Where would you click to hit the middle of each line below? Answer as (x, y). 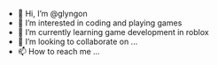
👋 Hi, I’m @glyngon (52, 14)
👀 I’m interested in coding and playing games (100, 23)
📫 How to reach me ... (58, 51)
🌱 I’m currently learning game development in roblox (113, 32)
